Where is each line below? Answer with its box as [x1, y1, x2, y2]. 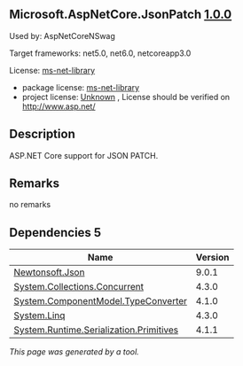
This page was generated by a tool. [9, 347, 139, 357]
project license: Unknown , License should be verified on [21, 91, 231, 102]
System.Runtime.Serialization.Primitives [13, 323, 179, 336]
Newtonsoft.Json [13, 266, 85, 278]
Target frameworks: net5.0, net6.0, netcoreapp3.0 [9, 48, 192, 58]
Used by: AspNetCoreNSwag [9, 30, 115, 41]
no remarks [9, 199, 51, 210]
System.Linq [13, 309, 66, 322]
